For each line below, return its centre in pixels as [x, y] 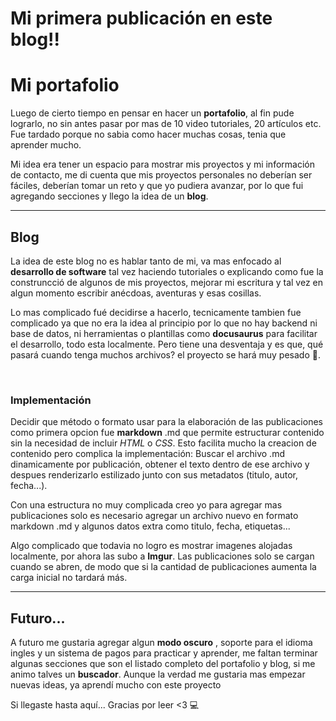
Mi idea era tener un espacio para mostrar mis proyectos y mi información [162, 164]
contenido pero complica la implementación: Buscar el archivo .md [147, 454]
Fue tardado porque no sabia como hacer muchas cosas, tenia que [148, 134]
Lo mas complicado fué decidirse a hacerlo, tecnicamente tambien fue [156, 312]
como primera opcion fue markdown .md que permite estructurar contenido [167, 433]
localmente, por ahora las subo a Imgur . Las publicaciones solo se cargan [162, 556]
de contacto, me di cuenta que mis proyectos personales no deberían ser [161, 175]
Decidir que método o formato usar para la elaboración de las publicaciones [166, 422]
